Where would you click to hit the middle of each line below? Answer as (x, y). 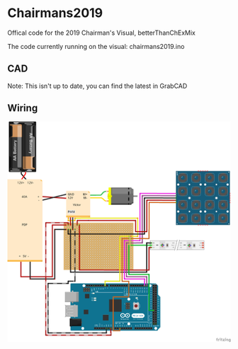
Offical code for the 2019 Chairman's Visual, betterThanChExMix (102, 33)
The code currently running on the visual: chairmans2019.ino (96, 46)
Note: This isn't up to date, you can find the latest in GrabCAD (97, 86)
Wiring (23, 108)
